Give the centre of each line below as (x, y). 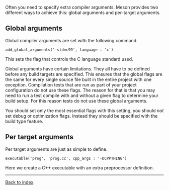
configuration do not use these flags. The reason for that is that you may (80, 90)
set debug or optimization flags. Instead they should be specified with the (81, 116)
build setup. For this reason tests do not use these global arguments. (76, 101)
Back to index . (20, 182)
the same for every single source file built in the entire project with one (78, 79)
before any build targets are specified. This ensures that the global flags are (84, 74)
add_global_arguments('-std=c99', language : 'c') (59, 50)
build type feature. (24, 121)
